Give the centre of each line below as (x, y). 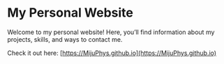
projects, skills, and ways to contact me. (65, 39)
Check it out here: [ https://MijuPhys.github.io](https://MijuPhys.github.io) (112, 53)
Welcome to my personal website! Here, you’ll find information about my (111, 32)
